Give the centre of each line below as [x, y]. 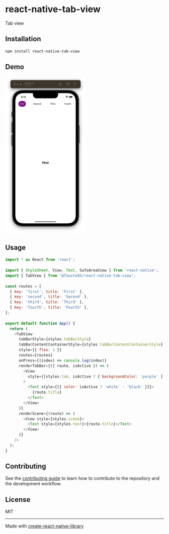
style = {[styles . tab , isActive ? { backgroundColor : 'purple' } [95, 376]
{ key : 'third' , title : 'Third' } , [47, 302]
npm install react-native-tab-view [43, 51]
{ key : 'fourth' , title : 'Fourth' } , [49, 308]
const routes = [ [23, 286]
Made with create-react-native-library [45, 526]
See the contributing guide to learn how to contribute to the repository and [82, 478]
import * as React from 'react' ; [40, 260]
